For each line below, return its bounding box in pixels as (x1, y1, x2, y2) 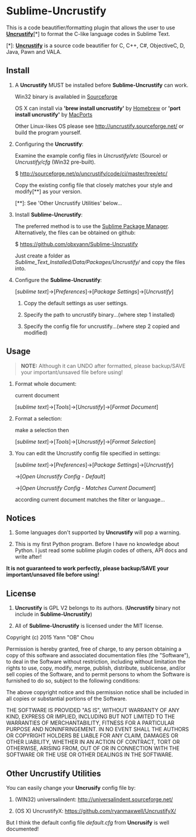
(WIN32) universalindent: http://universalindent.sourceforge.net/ (14, 796, 173, 803)
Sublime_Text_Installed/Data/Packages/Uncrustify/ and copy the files (14, 258, 186, 265)
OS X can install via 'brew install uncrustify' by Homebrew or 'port (14, 105, 181, 112)
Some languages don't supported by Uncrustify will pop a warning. (14, 529, 181, 536)
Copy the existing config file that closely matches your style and (14, 181, 173, 189)
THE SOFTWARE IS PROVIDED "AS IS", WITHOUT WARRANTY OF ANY (6, 707, 180, 714)
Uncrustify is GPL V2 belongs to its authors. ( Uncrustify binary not (14, 605, 181, 612)
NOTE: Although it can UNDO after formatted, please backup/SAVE (20, 362, 186, 369)
